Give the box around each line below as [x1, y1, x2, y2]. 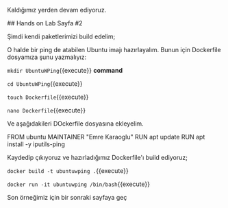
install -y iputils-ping [7, 140, 65, 148]
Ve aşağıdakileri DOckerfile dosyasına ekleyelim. [7, 119, 144, 128]
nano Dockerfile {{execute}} [7, 106, 86, 114]
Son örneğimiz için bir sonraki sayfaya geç [7, 194, 127, 201]
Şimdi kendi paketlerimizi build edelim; [7, 32, 116, 41]
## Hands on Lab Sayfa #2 [7, 19, 83, 27]
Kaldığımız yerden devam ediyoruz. [7, 6, 107, 14]
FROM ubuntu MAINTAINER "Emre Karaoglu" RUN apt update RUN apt [7, 133, 205, 141]
